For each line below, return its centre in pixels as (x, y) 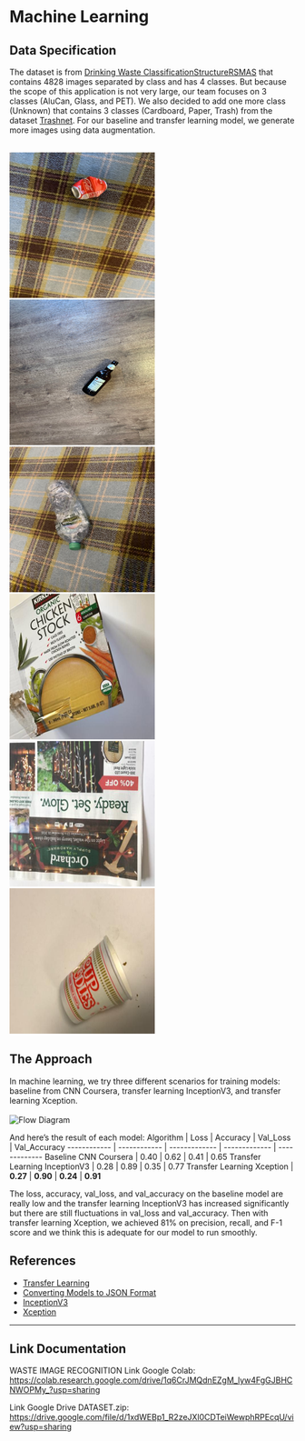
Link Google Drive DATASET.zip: (69, 1407)
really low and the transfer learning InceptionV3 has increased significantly (149, 1203)
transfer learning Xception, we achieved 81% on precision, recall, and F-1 (146, 1222)
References (43, 1261)
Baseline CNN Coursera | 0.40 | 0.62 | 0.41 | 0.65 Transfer (152, 1156)
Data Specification (63, 50)
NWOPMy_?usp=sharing (55, 1390)
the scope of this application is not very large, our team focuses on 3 (138, 91)
